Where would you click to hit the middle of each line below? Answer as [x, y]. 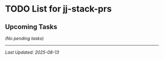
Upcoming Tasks [31, 27]
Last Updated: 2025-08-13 [32, 52]
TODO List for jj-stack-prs [59, 9]
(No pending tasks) [24, 38]
